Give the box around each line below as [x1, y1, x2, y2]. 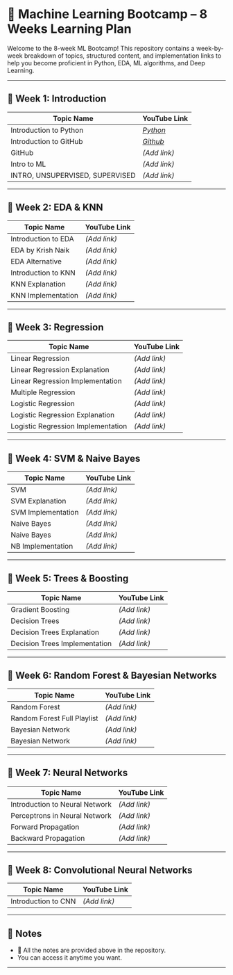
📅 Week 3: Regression [7, 321, 104, 333]
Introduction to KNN [10, 268, 76, 277]
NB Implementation [10, 542, 74, 551]
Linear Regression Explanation [10, 365, 110, 375]
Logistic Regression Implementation [10, 421, 128, 431]
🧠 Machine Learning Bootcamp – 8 [7, 6, 208, 22]
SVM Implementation [10, 508, 79, 517]
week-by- [196, 44, 224, 52]
